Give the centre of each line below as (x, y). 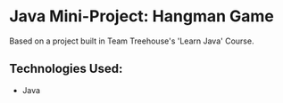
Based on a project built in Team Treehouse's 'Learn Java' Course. (132, 41)
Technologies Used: (66, 69)
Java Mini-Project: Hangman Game (142, 16)
